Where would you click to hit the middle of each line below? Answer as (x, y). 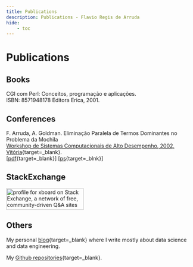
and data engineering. (33, 246)
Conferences (31, 119)
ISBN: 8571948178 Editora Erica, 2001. (53, 100)
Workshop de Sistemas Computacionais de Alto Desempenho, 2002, (90, 146)
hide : (13, 23)
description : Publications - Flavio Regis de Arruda (73, 17)
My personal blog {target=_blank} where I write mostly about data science (96, 240)
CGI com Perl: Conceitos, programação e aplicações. (71, 94)
